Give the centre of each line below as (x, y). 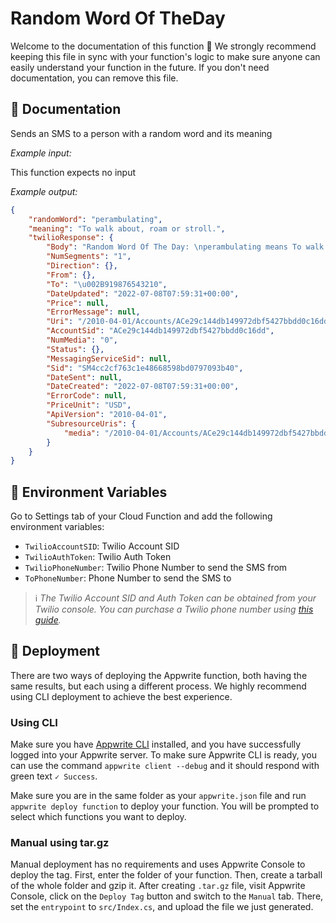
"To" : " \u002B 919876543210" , (107, 284)
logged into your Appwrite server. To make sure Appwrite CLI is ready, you (163, 755)
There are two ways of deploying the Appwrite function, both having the (159, 675)
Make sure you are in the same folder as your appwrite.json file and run (158, 796)
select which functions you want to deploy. (98, 817)
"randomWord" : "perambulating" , (95, 219)
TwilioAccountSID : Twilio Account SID (102, 546)
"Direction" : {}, (82, 266)
